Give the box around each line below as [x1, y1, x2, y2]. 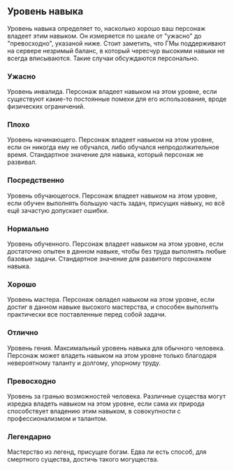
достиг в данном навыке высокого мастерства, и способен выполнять [7, 303, 219, 311]
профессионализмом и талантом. [7, 414, 108, 422]
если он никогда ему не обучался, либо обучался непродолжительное [7, 143, 220, 151]
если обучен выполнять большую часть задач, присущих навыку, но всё [7, 199, 226, 207]
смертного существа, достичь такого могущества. [7, 455, 159, 464]
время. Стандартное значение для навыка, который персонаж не [7, 151, 204, 159]
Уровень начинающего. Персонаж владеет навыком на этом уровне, [7, 136, 214, 144]
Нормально [7, 223, 50, 233]
